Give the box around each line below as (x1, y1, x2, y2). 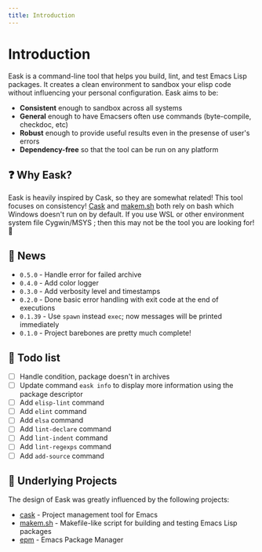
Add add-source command (19, 451, 104, 460)
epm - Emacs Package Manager (19, 535, 124, 545)
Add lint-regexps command (19, 442, 111, 452)
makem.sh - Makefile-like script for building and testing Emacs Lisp (19, 518, 238, 528)
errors (19, 136, 40, 146)
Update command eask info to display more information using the (19, 381, 234, 390)
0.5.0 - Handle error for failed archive (19, 270, 142, 279)
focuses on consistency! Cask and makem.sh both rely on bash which (8, 202, 234, 211)
